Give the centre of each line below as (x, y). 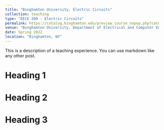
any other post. (20, 56)
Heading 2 (26, 98)
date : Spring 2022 (24, 32)
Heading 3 (26, 120)
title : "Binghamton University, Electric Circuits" (59, 9)
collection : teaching (27, 14)
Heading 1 (26, 75)
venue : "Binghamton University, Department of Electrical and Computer (79, 28)
